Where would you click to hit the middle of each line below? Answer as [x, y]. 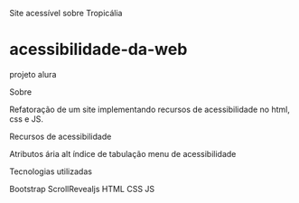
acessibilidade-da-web [98, 50]
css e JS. [26, 119]
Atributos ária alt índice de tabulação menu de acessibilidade [123, 153]
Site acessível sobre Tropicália [66, 13]
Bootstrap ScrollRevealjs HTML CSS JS [82, 189]
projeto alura [33, 74]
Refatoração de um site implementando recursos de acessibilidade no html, [150, 109]
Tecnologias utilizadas [51, 171]
